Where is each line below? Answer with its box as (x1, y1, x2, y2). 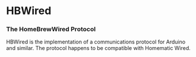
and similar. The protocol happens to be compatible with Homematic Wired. (6, 45, 191, 52)
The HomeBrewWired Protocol (6, 25, 96, 33)
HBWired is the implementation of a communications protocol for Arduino (6, 38, 186, 45)
